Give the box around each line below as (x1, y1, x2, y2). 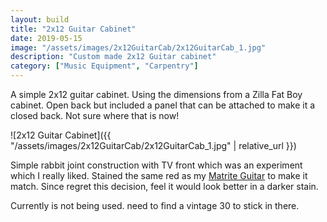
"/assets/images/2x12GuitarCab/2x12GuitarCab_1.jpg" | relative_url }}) (10, 140, 297, 151)
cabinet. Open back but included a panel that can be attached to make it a (10, 99, 316, 111)
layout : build (10, 14, 70, 25)
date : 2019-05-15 (10, 33, 83, 43)
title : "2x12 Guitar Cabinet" (10, 24, 137, 34)
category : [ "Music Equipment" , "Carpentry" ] (10, 61, 199, 71)
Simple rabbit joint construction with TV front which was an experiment (10, 159, 303, 171)
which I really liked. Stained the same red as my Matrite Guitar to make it (10, 170, 308, 181)
